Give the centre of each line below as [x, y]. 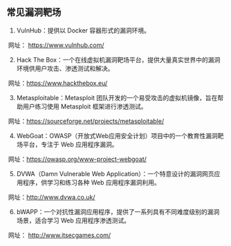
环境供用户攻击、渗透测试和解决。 [65, 68]
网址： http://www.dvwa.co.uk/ [52, 197]
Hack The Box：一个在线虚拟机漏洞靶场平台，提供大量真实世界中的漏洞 [118, 59]
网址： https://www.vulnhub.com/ [56, 45]
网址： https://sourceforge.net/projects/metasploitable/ [86, 121]
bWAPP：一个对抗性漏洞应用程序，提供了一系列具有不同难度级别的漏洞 [118, 211]
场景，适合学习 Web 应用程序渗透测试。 [73, 220]
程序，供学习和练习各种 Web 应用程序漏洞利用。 [91, 182]
